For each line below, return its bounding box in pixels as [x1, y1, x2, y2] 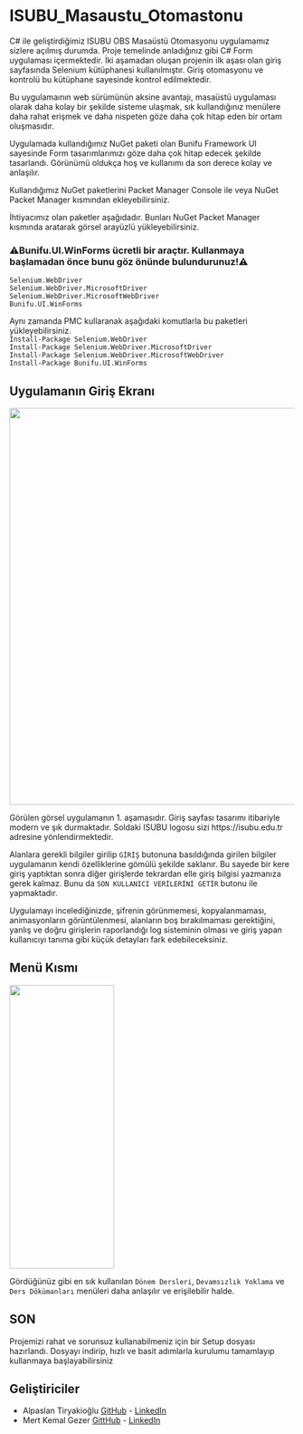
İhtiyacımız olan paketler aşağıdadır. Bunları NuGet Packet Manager [9, 211, 260, 222]
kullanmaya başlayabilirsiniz [9, 1355, 114, 1366]
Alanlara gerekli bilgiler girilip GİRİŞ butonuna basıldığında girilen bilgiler [9, 849, 278, 860]
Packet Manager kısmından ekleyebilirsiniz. [9, 194, 170, 205]
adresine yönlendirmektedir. [9, 832, 114, 843]
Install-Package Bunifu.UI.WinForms [9, 359, 147, 368]
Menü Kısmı [9, 961, 79, 976]
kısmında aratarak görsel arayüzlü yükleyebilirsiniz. [9, 221, 200, 232]
